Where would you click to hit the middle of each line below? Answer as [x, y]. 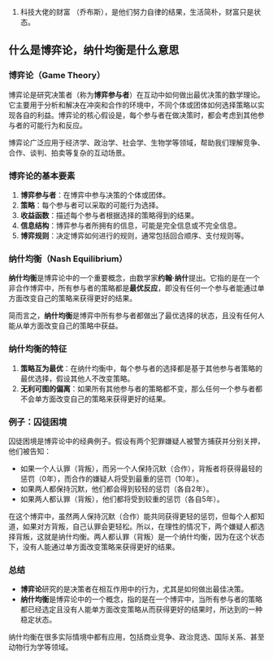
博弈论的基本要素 [42, 176]
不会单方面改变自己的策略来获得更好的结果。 [95, 399]
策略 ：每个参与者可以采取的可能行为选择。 [91, 205]
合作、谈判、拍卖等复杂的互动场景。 [69, 152]
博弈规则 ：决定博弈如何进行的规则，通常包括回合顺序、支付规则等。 [134, 235]
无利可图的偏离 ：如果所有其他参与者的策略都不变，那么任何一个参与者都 [141, 388]
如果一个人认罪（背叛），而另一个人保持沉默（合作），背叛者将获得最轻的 [141, 468]
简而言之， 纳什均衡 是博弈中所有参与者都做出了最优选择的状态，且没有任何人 [136, 316]
